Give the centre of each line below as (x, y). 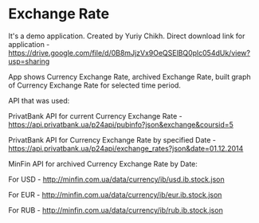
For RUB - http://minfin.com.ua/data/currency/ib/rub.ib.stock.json (116, 210)
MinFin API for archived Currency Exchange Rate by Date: (103, 163)
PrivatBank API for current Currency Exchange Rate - (95, 115)
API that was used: (39, 100)
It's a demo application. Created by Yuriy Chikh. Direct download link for (127, 36)
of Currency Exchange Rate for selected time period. (95, 85)
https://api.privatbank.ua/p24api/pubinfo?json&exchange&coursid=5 (121, 124)
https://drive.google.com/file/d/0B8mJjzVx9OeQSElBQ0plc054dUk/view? (129, 53)
